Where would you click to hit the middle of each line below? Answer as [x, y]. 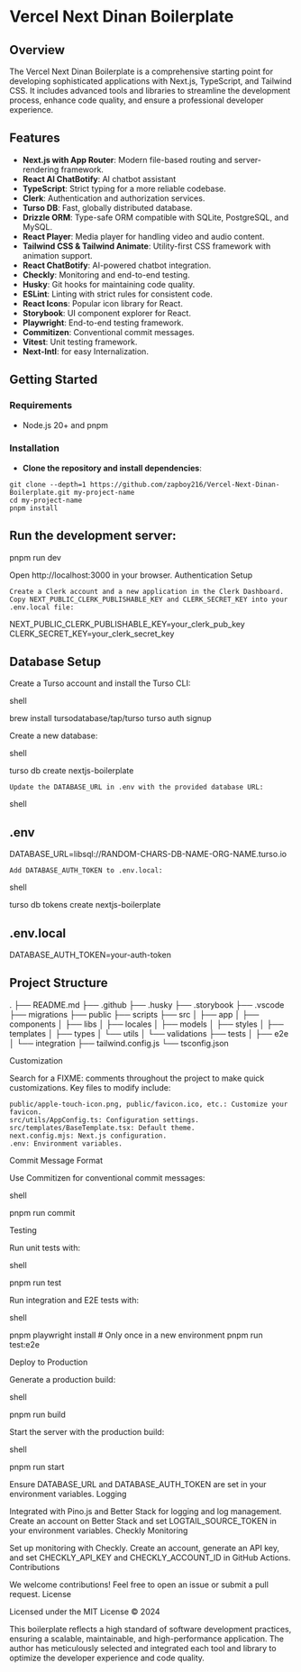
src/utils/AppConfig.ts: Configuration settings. [105, 1119]
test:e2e [25, 1344]
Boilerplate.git [40, 492]
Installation [35, 448]
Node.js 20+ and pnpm [65, 425]
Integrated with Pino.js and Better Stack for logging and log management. [146, 1511]
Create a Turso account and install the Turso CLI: [100, 683]
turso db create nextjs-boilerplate [72, 771]
